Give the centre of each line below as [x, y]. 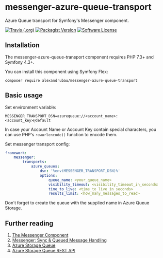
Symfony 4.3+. [20, 62]
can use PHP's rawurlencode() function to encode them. [61, 134]
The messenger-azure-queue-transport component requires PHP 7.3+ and [80, 57]
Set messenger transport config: [38, 144]
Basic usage [24, 96]
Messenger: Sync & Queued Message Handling [59, 240]
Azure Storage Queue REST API [44, 251]
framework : [16, 153]
